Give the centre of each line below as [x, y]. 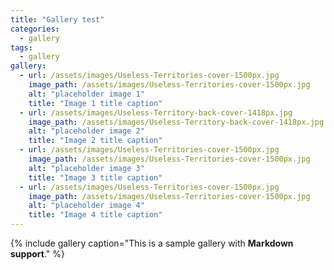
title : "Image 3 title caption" [95, 177]
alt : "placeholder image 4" [86, 206]
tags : [21, 47]
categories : [35, 29]
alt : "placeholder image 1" [86, 94]
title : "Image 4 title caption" [95, 215]
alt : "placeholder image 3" [86, 168]
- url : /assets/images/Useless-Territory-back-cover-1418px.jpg [156, 112]
